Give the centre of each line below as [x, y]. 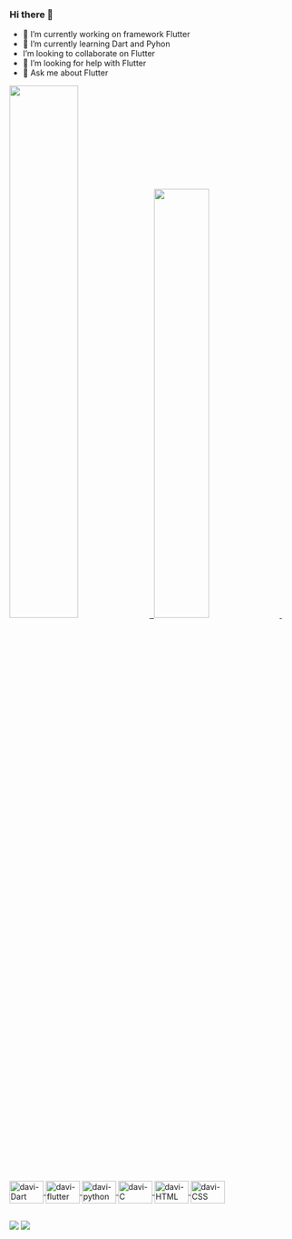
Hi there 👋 [32, 15]
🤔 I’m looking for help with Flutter [84, 64]
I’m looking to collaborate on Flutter [89, 54]
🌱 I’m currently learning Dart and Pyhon [96, 44]
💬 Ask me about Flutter [65, 73]
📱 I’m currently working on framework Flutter [106, 35]
